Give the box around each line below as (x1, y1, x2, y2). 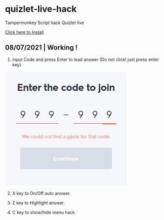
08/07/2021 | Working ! (5, 43, 78, 52)
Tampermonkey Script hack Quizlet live (5, 20, 84, 26)
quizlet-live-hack (5, 3, 77, 15)
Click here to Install (5, 29, 44, 35)
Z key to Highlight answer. (12, 200, 65, 206)
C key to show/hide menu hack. (12, 209, 76, 215)
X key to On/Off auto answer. (12, 190, 71, 196)
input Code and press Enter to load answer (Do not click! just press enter (12, 56, 159, 62)
